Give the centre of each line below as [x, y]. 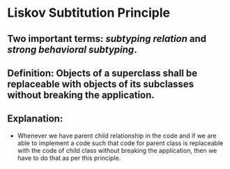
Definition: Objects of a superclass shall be [102, 73]
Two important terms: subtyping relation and [107, 39]
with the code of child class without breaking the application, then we [117, 150]
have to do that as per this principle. [69, 158]
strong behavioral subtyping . [72, 49]
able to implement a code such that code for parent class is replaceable [120, 143]
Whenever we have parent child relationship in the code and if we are [117, 135]
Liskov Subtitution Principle [89, 13]
